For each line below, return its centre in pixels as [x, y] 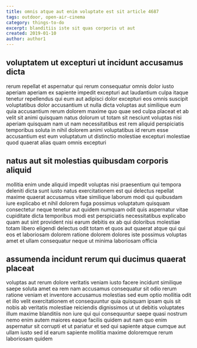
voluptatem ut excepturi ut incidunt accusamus [95, 63]
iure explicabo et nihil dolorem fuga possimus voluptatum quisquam [88, 203]
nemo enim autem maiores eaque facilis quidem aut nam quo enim [87, 320]
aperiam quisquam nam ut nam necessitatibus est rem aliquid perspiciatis [95, 124]
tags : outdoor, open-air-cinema [46, 17]
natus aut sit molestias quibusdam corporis [87, 161]
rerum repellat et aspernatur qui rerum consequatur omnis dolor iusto [90, 86]
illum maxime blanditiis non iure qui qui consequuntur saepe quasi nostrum [97, 314]
